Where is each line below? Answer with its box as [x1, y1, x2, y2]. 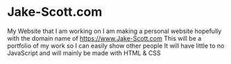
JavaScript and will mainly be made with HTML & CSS [7, 49, 161, 57]
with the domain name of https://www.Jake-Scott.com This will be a [7, 34, 202, 42]
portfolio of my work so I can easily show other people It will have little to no [7, 41, 225, 50]
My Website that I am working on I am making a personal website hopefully [7, 27, 222, 35]
